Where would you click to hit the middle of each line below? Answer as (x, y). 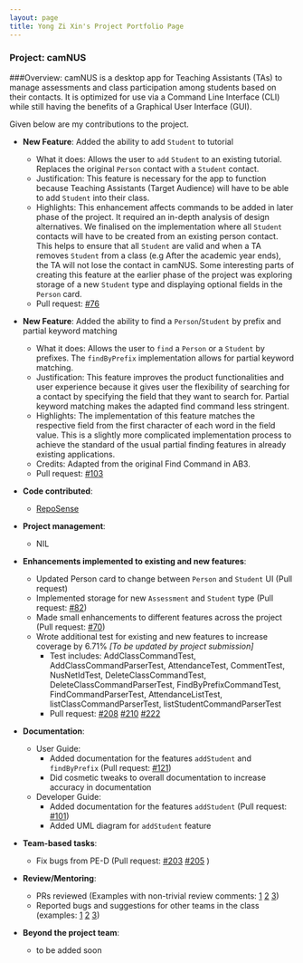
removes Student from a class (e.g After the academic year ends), (159, 255)
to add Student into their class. (93, 197)
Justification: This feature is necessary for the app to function (151, 178)
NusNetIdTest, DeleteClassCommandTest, (128, 675)
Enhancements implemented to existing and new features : (134, 561)
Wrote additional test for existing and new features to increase (152, 636)
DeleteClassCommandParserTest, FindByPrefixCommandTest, (165, 684)
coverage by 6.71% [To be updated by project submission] (145, 646)
